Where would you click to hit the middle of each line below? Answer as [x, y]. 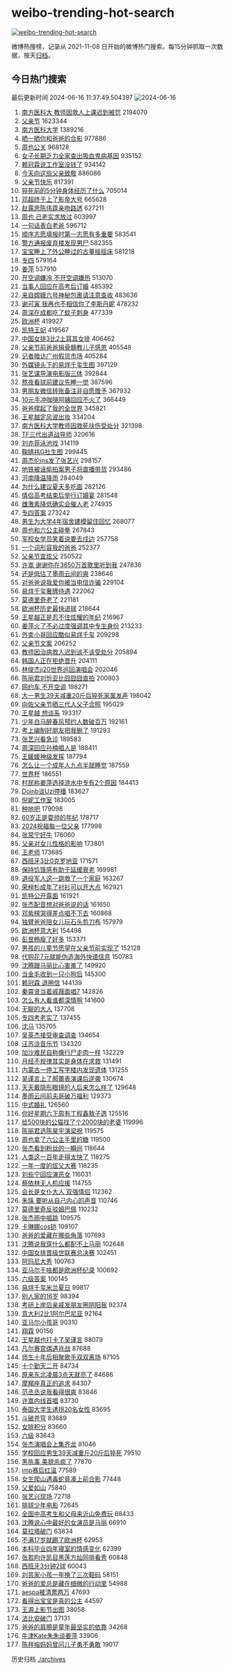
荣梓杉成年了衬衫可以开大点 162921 [72, 887]
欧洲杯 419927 [42, 321]
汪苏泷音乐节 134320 [51, 1043]
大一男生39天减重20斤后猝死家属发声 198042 [86, 695]
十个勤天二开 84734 [50, 1366]
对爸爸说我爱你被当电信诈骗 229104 [73, 582]
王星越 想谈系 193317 [51, 712]
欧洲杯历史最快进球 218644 [60, 608]
